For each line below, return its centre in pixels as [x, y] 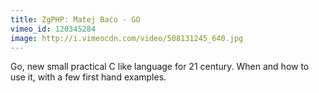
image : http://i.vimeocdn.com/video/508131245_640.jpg [127, 38]
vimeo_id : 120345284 [53, 29]
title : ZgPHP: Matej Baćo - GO [75, 19]
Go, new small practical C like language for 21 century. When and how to [160, 67]
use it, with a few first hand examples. [88, 77]
